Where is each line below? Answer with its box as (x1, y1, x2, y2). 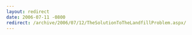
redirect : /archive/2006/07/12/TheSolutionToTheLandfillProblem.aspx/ (6, 20, 187, 26)
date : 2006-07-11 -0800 (6, 14, 66, 20)
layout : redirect (6, 8, 50, 15)
